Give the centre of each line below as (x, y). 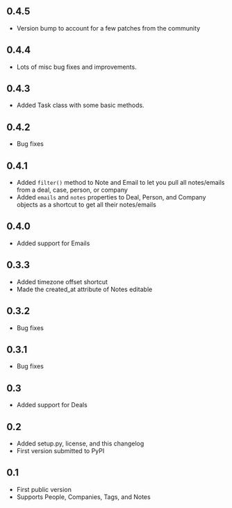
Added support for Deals (52, 405)
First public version (44, 489)
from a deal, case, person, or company (72, 190)
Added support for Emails (53, 243)
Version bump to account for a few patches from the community (108, 28)
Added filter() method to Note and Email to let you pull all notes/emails (121, 183)
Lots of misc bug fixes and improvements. (76, 67)
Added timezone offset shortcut (62, 281)
